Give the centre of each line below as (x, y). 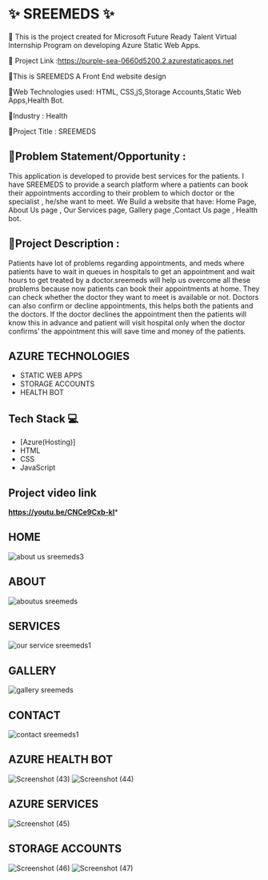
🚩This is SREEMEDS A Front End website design (87, 76)
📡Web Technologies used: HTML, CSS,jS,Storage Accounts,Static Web (125, 91)
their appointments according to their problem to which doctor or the (122, 192)
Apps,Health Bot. (36, 100)
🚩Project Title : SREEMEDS (52, 131)
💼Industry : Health (38, 115)
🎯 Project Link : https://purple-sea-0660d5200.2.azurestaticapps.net (121, 60)
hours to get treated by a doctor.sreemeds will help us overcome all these (130, 280)
